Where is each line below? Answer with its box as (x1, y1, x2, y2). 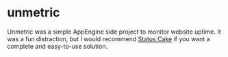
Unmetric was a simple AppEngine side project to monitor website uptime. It (7, 27, 221, 36)
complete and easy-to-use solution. (7, 42, 108, 50)
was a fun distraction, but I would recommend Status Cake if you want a (7, 34, 210, 43)
